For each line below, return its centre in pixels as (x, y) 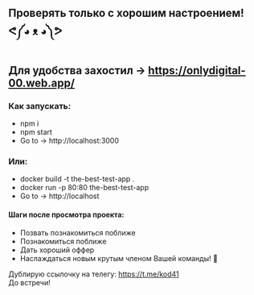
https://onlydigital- (197, 71)
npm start (36, 132)
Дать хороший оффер (57, 250)
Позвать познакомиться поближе (78, 232)
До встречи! (29, 282)
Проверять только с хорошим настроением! (126, 13)
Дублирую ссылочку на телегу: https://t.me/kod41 (94, 274)
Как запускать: (40, 106)
